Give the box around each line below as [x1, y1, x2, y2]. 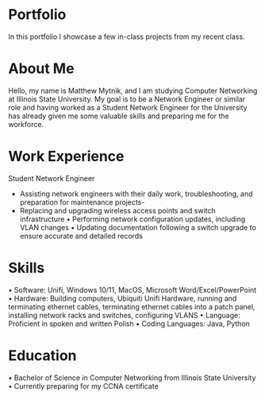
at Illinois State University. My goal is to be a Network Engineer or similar [8, 94, 246, 104]
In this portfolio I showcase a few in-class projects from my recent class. [8, 32, 245, 41]
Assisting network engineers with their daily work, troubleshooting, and [19, 189, 253, 198]
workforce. [8, 119, 44, 129]
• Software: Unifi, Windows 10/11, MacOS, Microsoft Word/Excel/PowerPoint [8, 285, 257, 294]
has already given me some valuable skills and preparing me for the [8, 111, 229, 121]
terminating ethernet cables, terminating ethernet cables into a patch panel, [8, 301, 255, 311]
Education [8, 347, 77, 364]
